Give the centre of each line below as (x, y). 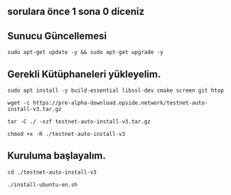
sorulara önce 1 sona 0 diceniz (76, 12)
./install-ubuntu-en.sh (43, 184)
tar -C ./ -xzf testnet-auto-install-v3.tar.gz (79, 122)
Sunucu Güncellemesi (57, 36)
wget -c (19, 103)
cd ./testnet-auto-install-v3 (52, 172)
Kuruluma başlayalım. (57, 156)
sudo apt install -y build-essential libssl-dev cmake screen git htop (116, 91)
